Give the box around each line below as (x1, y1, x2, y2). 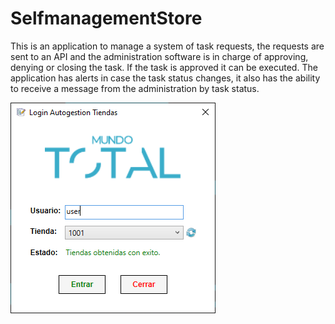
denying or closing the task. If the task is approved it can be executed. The (10, 61, 318, 73)
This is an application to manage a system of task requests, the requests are (10, 40, 325, 52)
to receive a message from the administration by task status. (10, 82, 260, 94)
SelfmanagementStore (10, 7, 203, 30)
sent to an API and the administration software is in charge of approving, (10, 50, 309, 62)
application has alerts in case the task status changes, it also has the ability (10, 72, 321, 84)
